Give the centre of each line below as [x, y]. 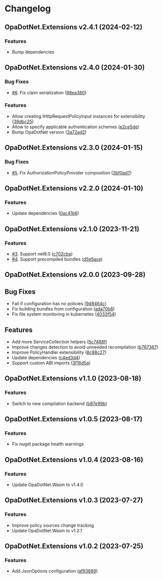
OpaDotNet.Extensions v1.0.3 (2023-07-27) [74, 500]
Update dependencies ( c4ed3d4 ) [46, 357]
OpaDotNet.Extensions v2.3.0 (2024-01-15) [74, 148]
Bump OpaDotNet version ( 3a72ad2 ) [49, 132]
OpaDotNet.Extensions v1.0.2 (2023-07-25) [74, 546]
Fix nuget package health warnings [48, 444]
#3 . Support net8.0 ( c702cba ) [42, 253]
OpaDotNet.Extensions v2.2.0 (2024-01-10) [74, 188]
